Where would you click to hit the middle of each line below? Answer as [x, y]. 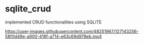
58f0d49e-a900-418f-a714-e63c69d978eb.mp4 [53, 36]
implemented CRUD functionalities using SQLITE [53, 22]
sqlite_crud [28, 9]
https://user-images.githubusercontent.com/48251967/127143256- [72, 31]
